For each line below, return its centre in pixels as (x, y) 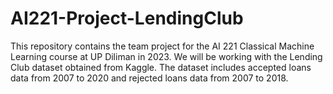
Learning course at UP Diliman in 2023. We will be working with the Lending (166, 56)
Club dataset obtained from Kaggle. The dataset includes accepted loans (161, 67)
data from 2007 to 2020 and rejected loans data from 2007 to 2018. (149, 78)
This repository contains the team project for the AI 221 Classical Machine (162, 46)
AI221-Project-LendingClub (127, 18)
